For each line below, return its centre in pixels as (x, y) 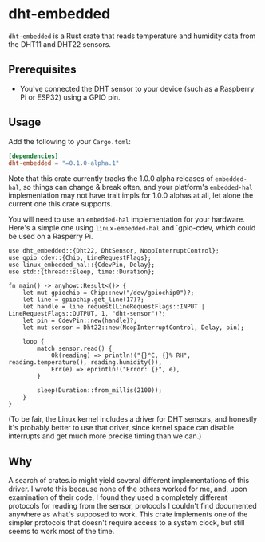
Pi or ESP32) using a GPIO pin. (70, 97)
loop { (34, 342)
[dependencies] (34, 156)
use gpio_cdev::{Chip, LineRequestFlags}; (80, 258)
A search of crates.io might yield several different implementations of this (129, 481)
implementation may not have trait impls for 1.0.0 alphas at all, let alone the (131, 195)
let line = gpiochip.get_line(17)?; (84, 300)
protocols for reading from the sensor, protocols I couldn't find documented (132, 506)
